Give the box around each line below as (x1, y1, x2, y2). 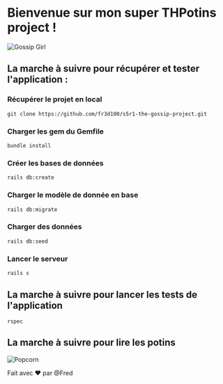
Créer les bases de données (7, 158, 104, 168)
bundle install (7, 142, 52, 149)
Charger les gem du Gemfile (7, 127, 105, 136)
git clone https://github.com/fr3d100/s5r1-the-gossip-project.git (7, 110, 208, 118)
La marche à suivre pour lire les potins (7, 337, 176, 349)
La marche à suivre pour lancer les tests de (7, 289, 197, 301)
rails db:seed (7, 238, 49, 245)
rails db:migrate (7, 206, 58, 213)
